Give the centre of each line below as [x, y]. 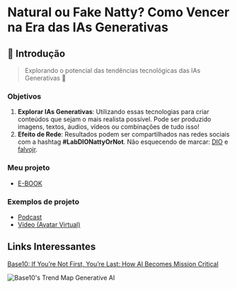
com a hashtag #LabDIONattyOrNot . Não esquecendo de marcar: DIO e [123, 142]
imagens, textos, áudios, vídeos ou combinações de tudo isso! [108, 127]
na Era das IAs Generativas [88, 27]
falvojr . [27, 149]
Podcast [30, 217]
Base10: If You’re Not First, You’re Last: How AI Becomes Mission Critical [113, 263]
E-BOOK [30, 183]
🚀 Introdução [36, 53]
